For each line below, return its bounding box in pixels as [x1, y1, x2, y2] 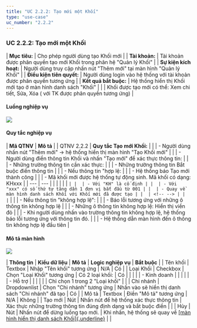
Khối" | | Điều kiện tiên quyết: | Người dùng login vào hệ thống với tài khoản [6, 71, 191, 78]
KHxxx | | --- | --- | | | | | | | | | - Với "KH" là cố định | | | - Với [6, 180, 178, 187]
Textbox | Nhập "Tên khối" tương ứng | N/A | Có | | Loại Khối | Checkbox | [6, 265, 184, 272]
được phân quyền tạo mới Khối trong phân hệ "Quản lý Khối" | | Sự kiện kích [6, 58, 191, 65]
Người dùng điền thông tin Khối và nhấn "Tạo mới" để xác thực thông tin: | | [6, 155, 189, 162]
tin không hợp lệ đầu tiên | [6, 222, 69, 229]
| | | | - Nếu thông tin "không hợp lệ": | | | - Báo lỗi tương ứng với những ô [6, 196, 183, 203]
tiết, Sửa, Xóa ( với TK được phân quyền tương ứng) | [6, 89, 134, 97]
